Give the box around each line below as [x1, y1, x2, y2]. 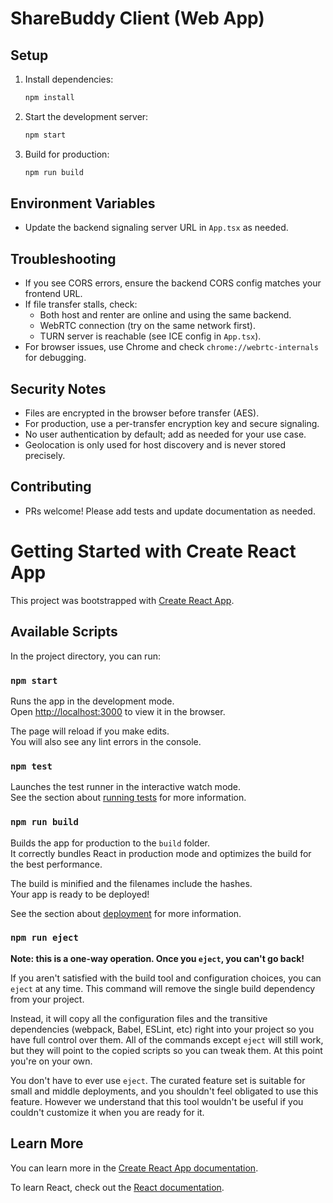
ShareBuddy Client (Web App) [10, 7, 265, 30]
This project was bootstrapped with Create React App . [10, 594, 235, 606]
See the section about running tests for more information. [10, 792, 247, 804]
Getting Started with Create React [10, 540, 297, 563]
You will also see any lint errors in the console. [10, 735, 202, 747]
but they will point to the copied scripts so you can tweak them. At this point [10, 1044, 323, 1056]
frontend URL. [24, 288, 83, 300]
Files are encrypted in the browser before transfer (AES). [24, 407, 260, 419]
